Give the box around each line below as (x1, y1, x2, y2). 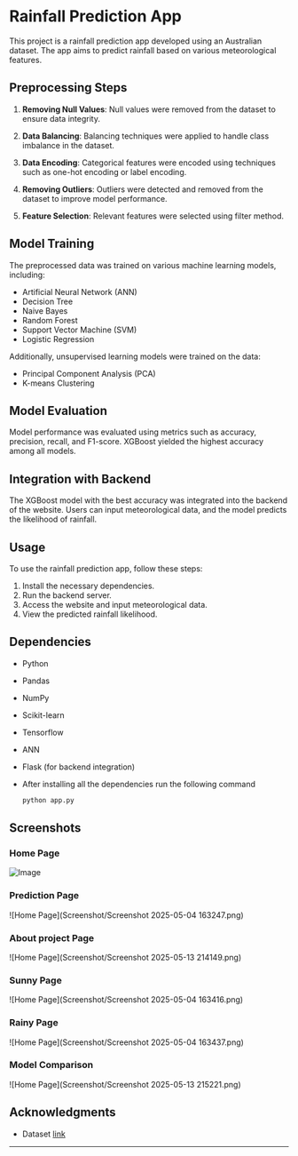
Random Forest (21, 315, 78, 325)
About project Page (9, 931, 95, 944)
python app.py (21, 795, 74, 805)
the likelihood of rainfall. (9, 514, 98, 525)
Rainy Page (9, 1016, 59, 1029)
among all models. (9, 446, 77, 457)
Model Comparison (9, 1059, 94, 1072)
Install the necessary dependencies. (21, 580, 155, 591)
